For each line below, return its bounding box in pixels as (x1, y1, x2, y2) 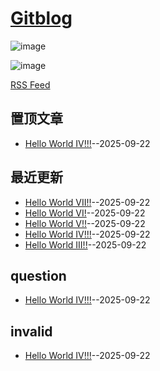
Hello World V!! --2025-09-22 (24, 217, 146, 229)
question (10, 267, 67, 284)
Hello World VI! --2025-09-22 (24, 207, 146, 219)
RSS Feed (10, 78, 51, 91)
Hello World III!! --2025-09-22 (24, 238, 147, 251)
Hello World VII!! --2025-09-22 (24, 196, 151, 208)
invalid (10, 323, 53, 340)
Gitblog (10, 7, 73, 30)
